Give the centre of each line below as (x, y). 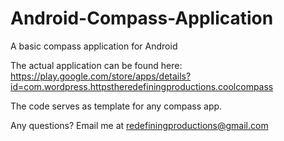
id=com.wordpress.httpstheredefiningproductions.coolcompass (142, 86)
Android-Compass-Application (142, 18)
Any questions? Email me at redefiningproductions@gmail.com (139, 125)
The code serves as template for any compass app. (116, 106)
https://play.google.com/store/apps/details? (101, 76)
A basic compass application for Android (94, 46)
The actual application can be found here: (96, 65)
